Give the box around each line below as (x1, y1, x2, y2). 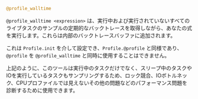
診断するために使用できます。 (6, 87, 79, 94)
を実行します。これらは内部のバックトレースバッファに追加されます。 (6, 31, 176, 39)
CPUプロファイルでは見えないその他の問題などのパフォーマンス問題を (15, 79, 188, 86)
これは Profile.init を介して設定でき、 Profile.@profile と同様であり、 (6, 44, 183, 52)
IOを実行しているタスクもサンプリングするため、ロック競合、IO (6, 72, 162, 79)
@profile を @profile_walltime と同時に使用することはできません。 (6, 52, 170, 59)
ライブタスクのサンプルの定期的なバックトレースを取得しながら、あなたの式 (6, 24, 192, 31)
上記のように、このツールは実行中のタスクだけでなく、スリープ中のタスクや (6, 64, 192, 71)
